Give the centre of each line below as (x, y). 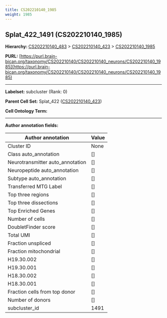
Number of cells (26, 219)
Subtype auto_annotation (37, 178)
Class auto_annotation (34, 154)
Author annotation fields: (32, 126)
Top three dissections (33, 203)
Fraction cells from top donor (42, 292)
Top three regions (28, 195)
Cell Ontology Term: (26, 111)
